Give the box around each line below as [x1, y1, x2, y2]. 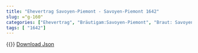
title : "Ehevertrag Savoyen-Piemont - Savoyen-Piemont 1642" [6, 8, 160, 15]
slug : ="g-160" [6, 14, 44, 20]
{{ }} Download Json [6, 41, 55, 48]
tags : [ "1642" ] [6, 24, 46, 31]
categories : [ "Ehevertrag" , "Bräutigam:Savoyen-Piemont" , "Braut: [6, 19, 173, 25]
